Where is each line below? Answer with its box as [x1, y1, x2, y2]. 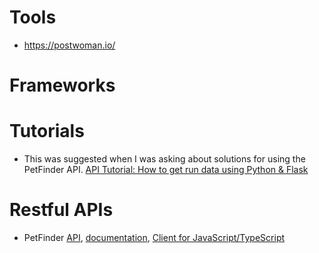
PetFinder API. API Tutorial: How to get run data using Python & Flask [23, 164, 309, 176]
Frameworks [9, 74, 116, 97]
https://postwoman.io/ [23, 39, 116, 51]
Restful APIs [9, 199, 114, 221]
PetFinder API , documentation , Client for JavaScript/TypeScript [23, 232, 286, 243]
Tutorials [9, 120, 85, 143]
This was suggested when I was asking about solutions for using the [23, 153, 306, 165]
